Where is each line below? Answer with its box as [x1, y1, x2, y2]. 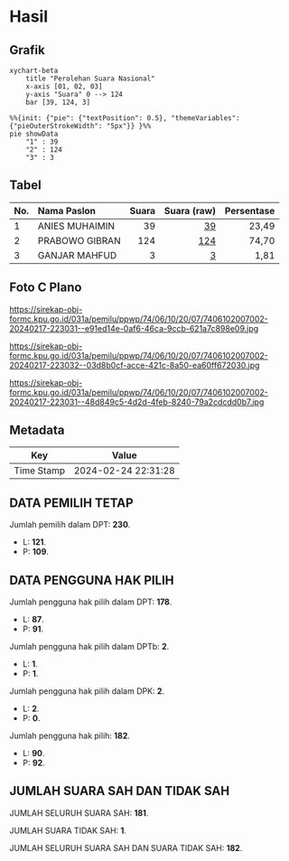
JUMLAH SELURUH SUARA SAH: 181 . [9, 807, 149, 819]
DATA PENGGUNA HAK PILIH [9, 572, 174, 588]
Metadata [9, 423, 65, 438]
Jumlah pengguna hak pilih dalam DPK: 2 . [9, 686, 165, 697]
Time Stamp [14, 464, 66, 477]
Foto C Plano [9, 280, 82, 295]
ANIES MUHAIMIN [37, 220, 116, 232]
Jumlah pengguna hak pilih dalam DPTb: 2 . [9, 641, 170, 652]
